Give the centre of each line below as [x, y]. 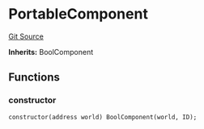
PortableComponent [78, 14]
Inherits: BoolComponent [51, 52]
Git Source [26, 36]
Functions [34, 77]
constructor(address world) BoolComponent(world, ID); [103, 117]
